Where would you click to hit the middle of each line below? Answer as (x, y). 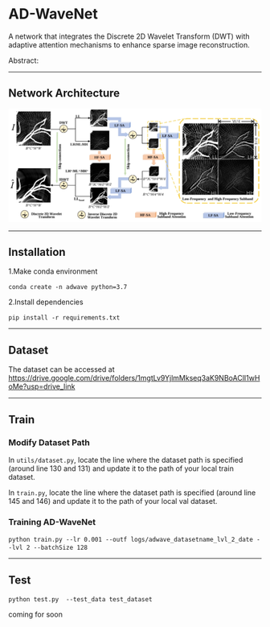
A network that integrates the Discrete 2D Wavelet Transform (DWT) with (129, 36)
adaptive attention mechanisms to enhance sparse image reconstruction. (129, 44)
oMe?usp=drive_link (42, 386)
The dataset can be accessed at (61, 369)
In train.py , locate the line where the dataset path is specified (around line (132, 493)
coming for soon (35, 615)
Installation (37, 252)
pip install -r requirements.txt (64, 318)
